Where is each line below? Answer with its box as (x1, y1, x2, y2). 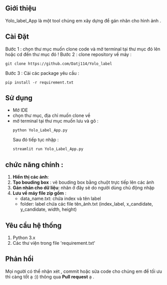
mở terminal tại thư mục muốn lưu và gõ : (12, 118, 99, 124)
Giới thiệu (5, 4, 37, 13)
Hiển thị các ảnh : (12, 174, 49, 180)
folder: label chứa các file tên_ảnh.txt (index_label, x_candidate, (20, 201, 153, 207)
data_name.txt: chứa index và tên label (20, 195, 102, 202)
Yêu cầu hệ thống (5, 221, 62, 230)
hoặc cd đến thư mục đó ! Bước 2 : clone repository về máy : (5, 51, 132, 58)
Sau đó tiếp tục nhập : (12, 137, 59, 143)
